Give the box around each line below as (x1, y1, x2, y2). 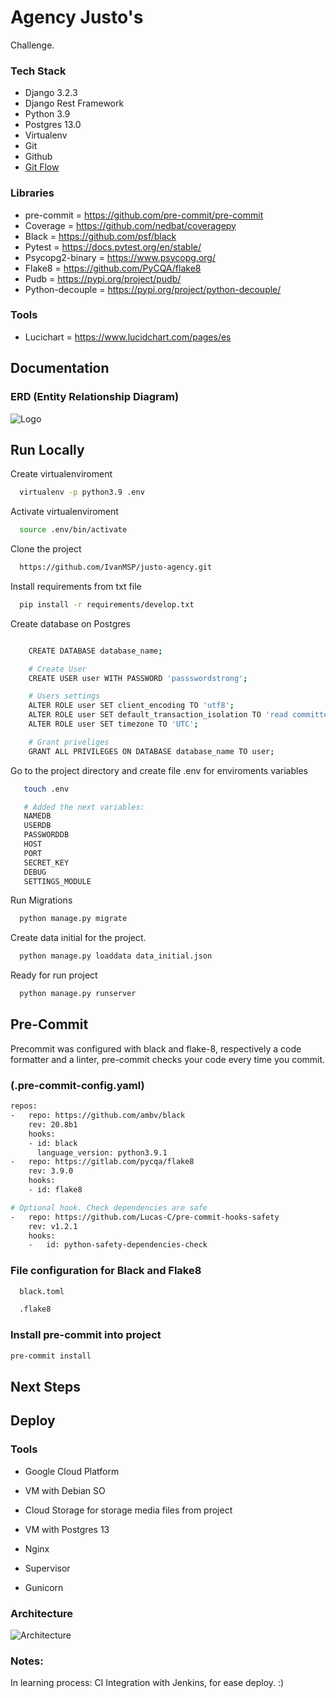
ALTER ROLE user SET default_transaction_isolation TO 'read (28, 710, 288, 720)
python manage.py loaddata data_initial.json (19, 951, 213, 961)
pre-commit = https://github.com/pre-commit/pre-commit (24, 209, 264, 221)
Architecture (10, 1606, 74, 1620)
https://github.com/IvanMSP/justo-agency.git (19, 562, 213, 573)
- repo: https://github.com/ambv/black (10, 1111, 186, 1121)
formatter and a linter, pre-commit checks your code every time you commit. (10, 1053, 326, 1065)
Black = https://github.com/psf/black (24, 230, 177, 242)
